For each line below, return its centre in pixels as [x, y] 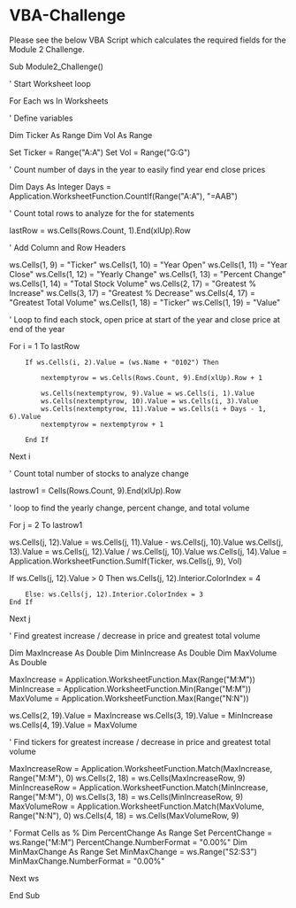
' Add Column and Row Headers [68, 247]
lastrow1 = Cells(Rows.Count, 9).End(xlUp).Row [95, 490]
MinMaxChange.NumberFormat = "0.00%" [87, 861]
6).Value [25, 416]
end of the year [37, 329]
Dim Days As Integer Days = [61, 186]
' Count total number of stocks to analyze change [99, 473]
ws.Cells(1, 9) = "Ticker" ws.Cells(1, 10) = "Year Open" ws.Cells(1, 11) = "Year [148, 264]
